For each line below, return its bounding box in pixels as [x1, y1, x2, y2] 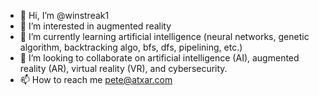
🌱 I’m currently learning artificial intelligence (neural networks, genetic [19, 31, 310, 42]
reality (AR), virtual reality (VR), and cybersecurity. [19, 63, 228, 74]
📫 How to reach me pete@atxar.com [19, 74, 173, 85]
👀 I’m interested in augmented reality [19, 20, 172, 32]
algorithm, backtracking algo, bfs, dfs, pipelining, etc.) [19, 41, 243, 53]
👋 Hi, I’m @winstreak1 [19, 10, 110, 21]
